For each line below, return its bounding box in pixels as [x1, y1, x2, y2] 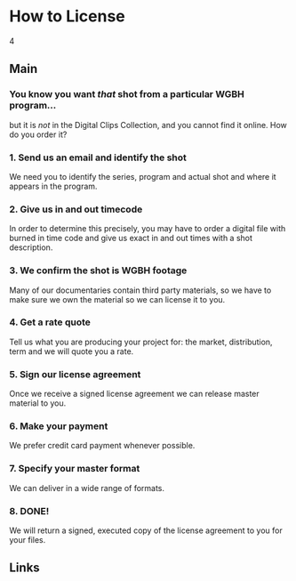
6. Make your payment [9, 420, 108, 432]
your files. [9, 535, 46, 545]
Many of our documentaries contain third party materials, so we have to [9, 285, 272, 295]
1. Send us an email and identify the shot [9, 151, 187, 164]
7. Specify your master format [9, 463, 140, 475]
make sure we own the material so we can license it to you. [9, 294, 226, 304]
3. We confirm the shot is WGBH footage [9, 264, 188, 277]
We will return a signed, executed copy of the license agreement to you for [9, 525, 283, 536]
